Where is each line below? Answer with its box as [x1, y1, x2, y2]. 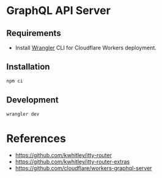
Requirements [6, 28, 61, 38]
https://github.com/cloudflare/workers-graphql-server [15, 165, 152, 172]
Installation [6, 62, 50, 72]
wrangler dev [6, 111, 40, 117]
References [6, 132, 66, 145]
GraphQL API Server [6, 4, 111, 18]
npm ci [6, 77, 23, 84]
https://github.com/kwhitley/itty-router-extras [15, 158, 130, 165]
